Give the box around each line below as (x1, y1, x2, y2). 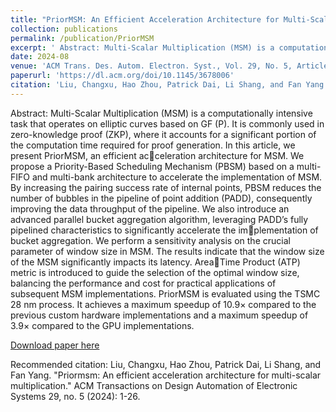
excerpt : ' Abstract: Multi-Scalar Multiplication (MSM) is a (10, 42, 275, 53)
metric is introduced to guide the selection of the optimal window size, (10, 266, 300, 278)
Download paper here (10, 339, 100, 351)
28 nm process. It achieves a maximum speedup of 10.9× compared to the (10, 298, 317, 310)
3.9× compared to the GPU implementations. (10, 319, 195, 331)
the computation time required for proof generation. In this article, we (10, 139, 296, 151)
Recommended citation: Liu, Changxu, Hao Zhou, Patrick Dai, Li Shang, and (10, 358, 322, 370)
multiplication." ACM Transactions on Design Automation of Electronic (10, 379, 298, 391)
